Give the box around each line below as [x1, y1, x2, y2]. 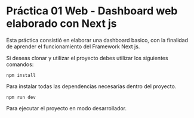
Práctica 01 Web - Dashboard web [6, 4, 178, 18]
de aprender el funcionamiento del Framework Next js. [6, 43, 140, 50]
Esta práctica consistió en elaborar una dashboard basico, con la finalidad [6, 36, 189, 44]
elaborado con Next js [6, 17, 118, 30]
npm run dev [6, 94, 36, 100]
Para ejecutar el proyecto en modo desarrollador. [6, 104, 127, 111]
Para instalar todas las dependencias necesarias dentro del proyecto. [6, 82, 177, 90]
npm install [6, 72, 36, 78]
